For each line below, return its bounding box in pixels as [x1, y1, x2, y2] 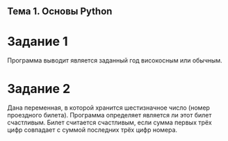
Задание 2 [7, 81, 71, 97]
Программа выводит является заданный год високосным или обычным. [7, 56, 222, 65]
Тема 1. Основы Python [7, 6, 113, 17]
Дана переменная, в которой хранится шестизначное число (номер [7, 103, 211, 112]
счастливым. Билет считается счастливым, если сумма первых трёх [7, 118, 212, 127]
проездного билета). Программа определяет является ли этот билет [7, 111, 212, 119]
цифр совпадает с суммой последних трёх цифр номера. [7, 126, 178, 134]
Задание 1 [7, 33, 68, 49]
